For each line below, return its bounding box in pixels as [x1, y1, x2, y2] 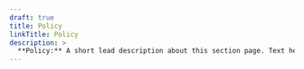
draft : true [9, 13, 54, 22]
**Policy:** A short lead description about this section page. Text [17, 47, 285, 56]
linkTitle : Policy [9, 30, 79, 39]
